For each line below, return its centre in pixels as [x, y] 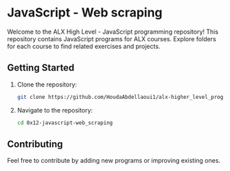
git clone [31, 97]
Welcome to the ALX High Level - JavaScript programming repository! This [113, 32]
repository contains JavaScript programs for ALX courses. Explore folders [112, 38]
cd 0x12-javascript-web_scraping [65, 123]
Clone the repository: [47, 84]
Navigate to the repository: [55, 110]
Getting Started [41, 68]
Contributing [35, 144]
